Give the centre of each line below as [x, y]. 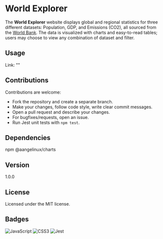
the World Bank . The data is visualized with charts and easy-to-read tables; [81, 32]
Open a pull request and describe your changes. [61, 112]
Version [17, 165]
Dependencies [28, 138]
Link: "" [13, 65]
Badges [17, 219]
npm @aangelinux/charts [30, 149]
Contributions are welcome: [33, 92]
